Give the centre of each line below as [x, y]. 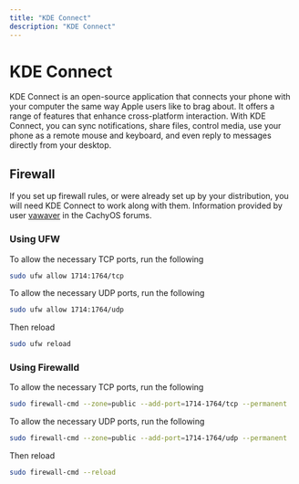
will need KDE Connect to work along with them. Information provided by [146, 205]
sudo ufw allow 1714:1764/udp [67, 310]
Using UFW [35, 239]
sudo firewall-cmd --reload [63, 473]
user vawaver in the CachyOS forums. [81, 216]
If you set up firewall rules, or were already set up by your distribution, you [149, 196]
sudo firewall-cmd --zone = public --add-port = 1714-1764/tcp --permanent [148, 404]
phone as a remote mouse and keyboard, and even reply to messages [140, 136]
